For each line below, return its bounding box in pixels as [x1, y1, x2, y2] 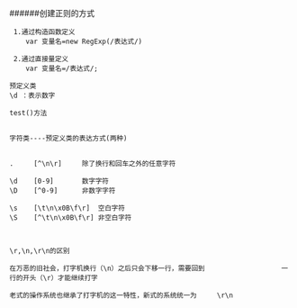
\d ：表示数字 [9, 91, 56, 100]
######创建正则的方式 [9, 8, 95, 18]
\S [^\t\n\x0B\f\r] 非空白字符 [9, 213, 132, 222]
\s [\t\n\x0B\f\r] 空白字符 [9, 204, 126, 213]
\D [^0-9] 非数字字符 [9, 186, 116, 195]
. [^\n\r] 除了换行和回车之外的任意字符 [9, 159, 176, 168]
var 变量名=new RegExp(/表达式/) [25, 37, 143, 46]
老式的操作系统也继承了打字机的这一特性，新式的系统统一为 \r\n [9, 291, 234, 300]
